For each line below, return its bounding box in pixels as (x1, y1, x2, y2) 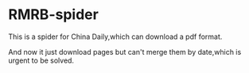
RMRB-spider (8, 6, 99, 24)
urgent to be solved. (8, 56, 74, 65)
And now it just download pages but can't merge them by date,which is (8, 47, 242, 56)
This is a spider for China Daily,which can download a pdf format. (8, 32, 223, 41)
